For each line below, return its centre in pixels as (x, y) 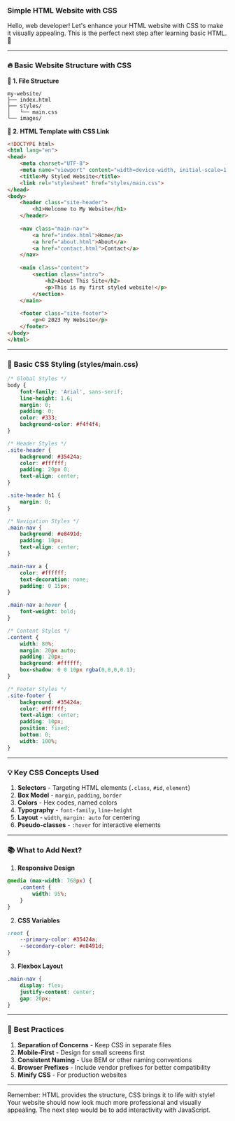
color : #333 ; (39, 418)
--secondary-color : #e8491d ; (62, 946)
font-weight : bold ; (48, 612)
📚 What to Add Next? (45, 850)
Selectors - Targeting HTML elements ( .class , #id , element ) (104, 787)
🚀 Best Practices (36, 1030)
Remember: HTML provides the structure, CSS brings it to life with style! (111, 1095)
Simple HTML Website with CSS (62, 11)
